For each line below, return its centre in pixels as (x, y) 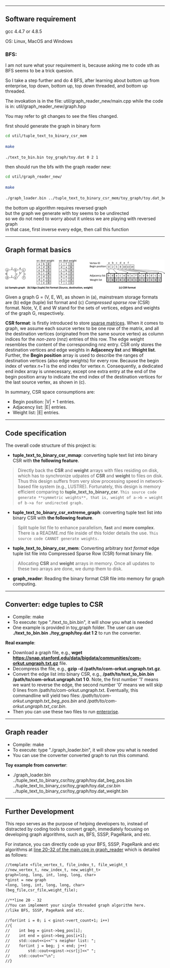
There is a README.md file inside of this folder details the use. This (88, 533)
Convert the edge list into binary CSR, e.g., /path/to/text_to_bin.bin (83, 674)
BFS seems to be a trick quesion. (40, 71)
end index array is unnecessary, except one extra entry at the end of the (80, 371)
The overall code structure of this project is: (51, 445)
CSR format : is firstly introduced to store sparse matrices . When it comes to (84, 323)
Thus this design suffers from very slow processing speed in (81, 481)
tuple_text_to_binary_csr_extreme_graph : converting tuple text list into (87, 512)
